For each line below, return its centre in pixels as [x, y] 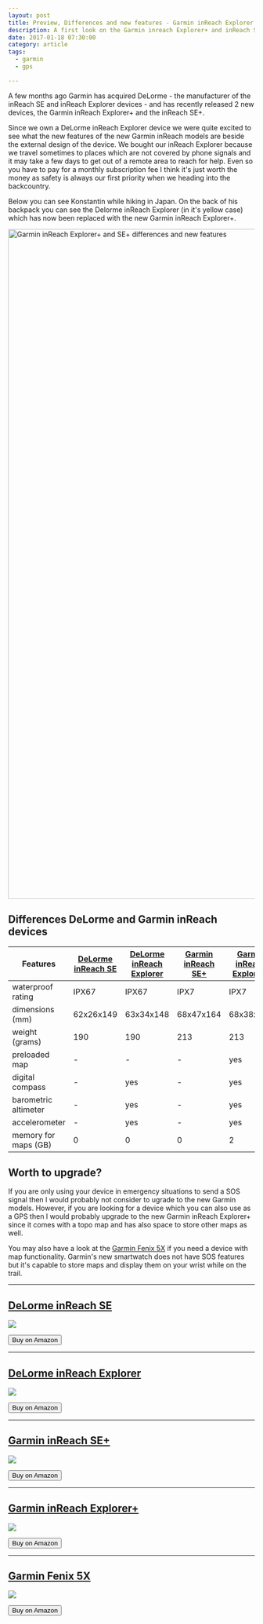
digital [23, 1077]
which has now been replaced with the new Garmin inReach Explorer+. [122, 218]
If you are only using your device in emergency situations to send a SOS [124, 1191]
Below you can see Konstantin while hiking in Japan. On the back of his [123, 201]
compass [29, 1087]
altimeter [28, 1110]
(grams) [27, 1041]
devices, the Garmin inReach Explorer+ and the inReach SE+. [106, 112]
